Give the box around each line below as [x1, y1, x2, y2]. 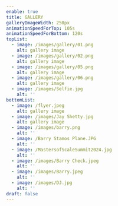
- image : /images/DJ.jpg [11, 180, 73, 186]
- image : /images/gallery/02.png [11, 53, 94, 59]
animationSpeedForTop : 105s [6, 25, 76, 31]
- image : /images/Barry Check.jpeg [11, 158, 99, 164]
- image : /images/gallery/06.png [11, 75, 94, 81]
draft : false [6, 191, 38, 197]
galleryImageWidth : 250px [6, 20, 70, 26]
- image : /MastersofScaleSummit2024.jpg [11, 147, 112, 153]
